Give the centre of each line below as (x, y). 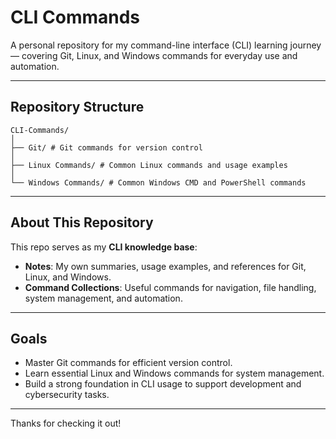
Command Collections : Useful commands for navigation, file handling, (170, 287)
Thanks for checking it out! (66, 423)
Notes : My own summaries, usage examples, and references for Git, (165, 266)
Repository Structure (77, 107)
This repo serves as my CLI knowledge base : (104, 247)
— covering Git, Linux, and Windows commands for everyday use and (154, 55)
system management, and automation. (103, 298)
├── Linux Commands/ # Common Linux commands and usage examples (149, 165)
